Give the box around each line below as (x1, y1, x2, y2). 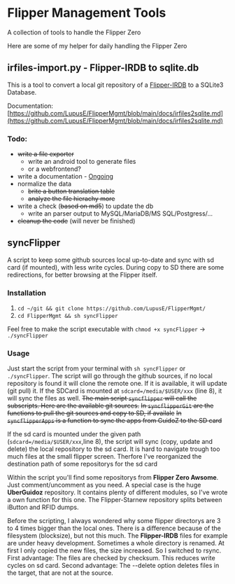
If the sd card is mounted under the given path (7, 430, 141, 438)
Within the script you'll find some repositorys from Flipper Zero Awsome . (7, 473, 219, 482)
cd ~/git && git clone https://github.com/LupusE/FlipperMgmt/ (17, 305, 206, 312)
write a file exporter (17, 150, 75, 158)
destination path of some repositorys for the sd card (7, 460, 158, 468)
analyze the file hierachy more (27, 195, 115, 203)
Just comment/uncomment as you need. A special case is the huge (7, 481, 201, 489)
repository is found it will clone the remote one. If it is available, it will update (7, 380, 227, 388)
